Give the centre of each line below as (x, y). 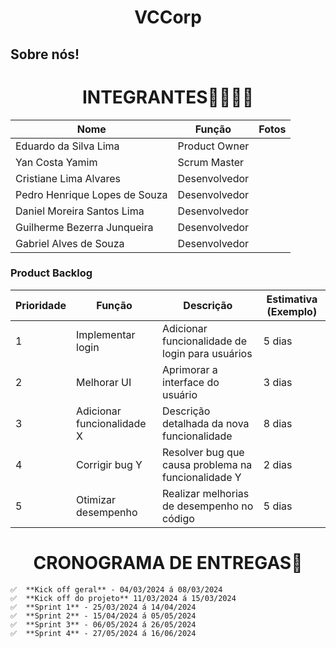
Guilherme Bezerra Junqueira (84, 227)
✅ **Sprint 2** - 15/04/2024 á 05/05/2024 (103, 616)
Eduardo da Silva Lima (67, 146)
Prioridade (41, 305)
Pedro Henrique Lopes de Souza (91, 194)
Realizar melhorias (206, 493)
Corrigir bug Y (109, 464)
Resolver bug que (203, 452)
